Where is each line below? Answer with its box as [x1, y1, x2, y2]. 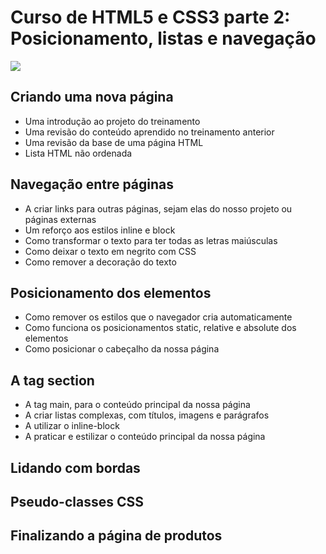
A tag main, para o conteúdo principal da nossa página [24, 399, 251, 411]
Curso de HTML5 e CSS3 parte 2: [10, 6, 291, 29]
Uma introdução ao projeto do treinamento [24, 115, 201, 127]
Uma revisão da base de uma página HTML [24, 136, 204, 148]
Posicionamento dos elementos [10, 284, 212, 301]
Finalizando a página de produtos [10, 527, 223, 545]
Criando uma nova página [10, 89, 174, 106]
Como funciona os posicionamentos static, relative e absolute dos [24, 322, 297, 334]
